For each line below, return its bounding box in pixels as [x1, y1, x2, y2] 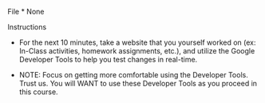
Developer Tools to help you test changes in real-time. [18, 55, 198, 64]
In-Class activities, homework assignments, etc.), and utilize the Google [18, 46, 255, 55]
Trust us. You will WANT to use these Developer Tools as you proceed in [18, 79, 257, 88]
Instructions [7, 22, 47, 31]
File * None [7, 7, 45, 16]
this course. [18, 87, 58, 97]
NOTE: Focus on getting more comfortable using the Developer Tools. [18, 70, 248, 79]
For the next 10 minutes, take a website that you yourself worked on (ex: [18, 38, 256, 47]
